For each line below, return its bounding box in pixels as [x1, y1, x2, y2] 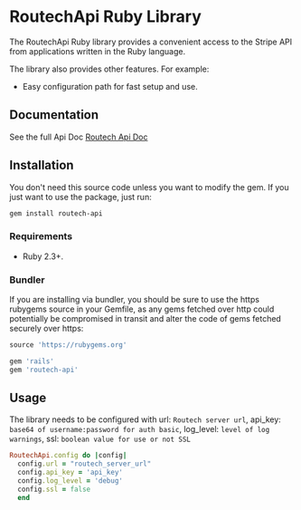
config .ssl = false [17, 485, 91, 494]
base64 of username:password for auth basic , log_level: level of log [9, 424, 270, 435]
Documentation [9, 107, 99, 123]
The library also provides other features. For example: [9, 63, 210, 74]
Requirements [9, 230, 73, 243]
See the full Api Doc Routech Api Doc [9, 131, 148, 142]
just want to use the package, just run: [9, 191, 152, 202]
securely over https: [9, 323, 84, 334]
